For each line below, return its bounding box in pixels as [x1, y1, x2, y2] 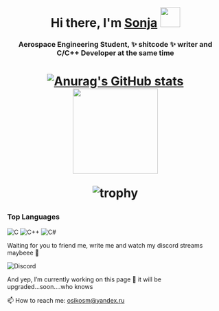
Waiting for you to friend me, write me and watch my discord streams [7, 241, 203, 249]
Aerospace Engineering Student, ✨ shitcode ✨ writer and [18, 40, 213, 50]
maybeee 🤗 [7, 248, 40, 257]
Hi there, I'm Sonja [50, 15, 158, 31]
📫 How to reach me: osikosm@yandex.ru [7, 296, 125, 304]
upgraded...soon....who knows [7, 282, 93, 290]
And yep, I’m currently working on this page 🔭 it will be [7, 275, 161, 283]
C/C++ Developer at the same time [56, 48, 174, 58]
